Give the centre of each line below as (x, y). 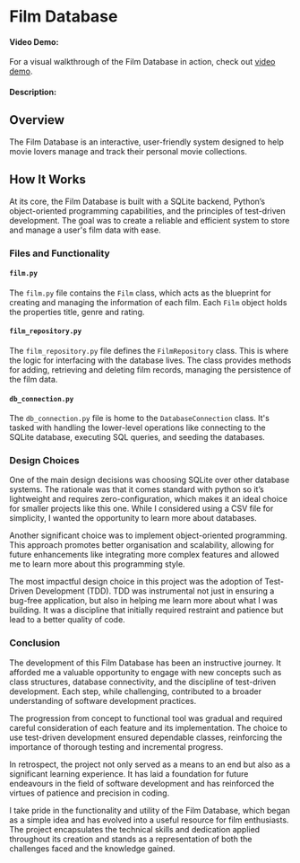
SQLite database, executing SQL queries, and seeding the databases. (137, 437)
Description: (33, 92)
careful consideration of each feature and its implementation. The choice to (149, 727)
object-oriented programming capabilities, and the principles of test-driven (147, 211)
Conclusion (35, 643)
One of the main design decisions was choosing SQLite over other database (150, 480)
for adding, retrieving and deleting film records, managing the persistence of (150, 369)
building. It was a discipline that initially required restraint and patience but (146, 610)
